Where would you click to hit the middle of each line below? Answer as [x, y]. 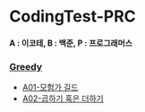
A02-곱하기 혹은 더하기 [63, 99]
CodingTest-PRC [72, 17]
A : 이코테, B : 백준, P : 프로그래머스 [71, 43]
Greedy [26, 66]
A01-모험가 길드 [50, 88]
